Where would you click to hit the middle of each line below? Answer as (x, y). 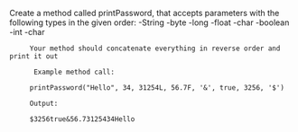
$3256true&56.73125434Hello (82, 119)
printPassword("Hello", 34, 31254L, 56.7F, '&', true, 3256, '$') (157, 88)
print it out (34, 57)
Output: (44, 103)
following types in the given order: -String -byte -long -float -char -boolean (149, 22)
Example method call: (74, 72)
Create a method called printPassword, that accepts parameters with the (144, 13)
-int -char (27, 32)
